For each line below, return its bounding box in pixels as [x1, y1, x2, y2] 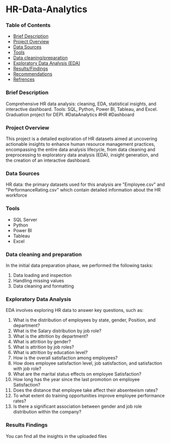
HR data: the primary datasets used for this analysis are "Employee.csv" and [6, 181, 165, 187]
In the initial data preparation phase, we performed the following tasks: [6, 262, 153, 268]
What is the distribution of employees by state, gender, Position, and [13, 317, 156, 323]
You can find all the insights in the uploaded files [6, 433, 107, 439]
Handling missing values [13, 277, 64, 283]
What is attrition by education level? [13, 350, 88, 356]
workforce [6, 192, 27, 199]
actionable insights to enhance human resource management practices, [6, 141, 155, 147]
